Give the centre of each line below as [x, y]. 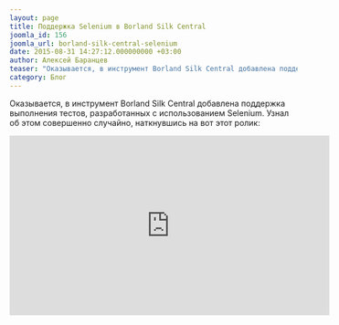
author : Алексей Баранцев [58, 60]
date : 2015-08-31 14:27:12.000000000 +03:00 [95, 52]
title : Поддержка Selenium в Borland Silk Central [108, 26]
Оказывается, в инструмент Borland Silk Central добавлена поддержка [148, 103]
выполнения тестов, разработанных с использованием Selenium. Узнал [149, 113]
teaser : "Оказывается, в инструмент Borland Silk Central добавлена [143, 69]
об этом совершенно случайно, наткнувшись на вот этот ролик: [135, 122]
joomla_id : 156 [38, 35]
